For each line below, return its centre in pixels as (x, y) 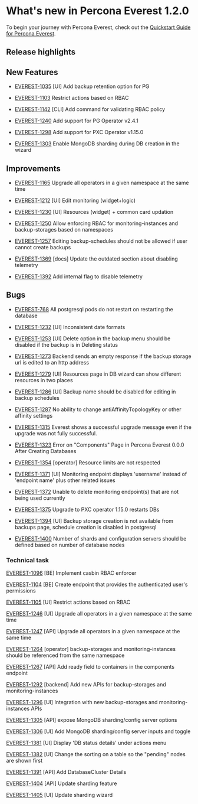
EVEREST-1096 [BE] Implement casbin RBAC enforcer (71, 573)
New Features (32, 72)
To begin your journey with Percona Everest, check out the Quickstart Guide (98, 27)
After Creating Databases (45, 451)
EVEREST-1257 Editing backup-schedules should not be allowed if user (101, 241)
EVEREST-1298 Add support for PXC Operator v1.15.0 (79, 132)
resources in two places (44, 380)
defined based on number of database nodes (70, 545)
